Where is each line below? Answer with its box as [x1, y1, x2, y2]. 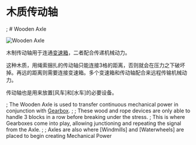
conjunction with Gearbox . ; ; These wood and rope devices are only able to [6, 107, 191, 114]
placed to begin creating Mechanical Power [6, 132, 112, 139]
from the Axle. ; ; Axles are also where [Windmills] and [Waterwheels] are [6, 125, 184, 133]
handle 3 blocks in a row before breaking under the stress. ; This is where [6, 113, 185, 120]
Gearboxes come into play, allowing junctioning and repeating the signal [6, 120, 181, 127]
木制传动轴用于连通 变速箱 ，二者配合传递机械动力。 [6, 49, 130, 56]
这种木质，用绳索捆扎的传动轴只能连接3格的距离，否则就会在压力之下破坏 [6, 62, 185, 69]
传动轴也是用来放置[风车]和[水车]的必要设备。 [6, 89, 117, 96]
